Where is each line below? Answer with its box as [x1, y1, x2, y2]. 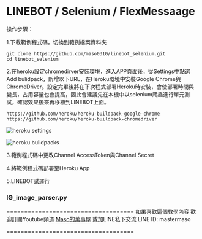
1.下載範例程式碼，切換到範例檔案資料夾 [6, 38, 107, 45]
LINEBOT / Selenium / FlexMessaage [6, 4, 195, 18]
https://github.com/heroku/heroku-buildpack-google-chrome [6, 111, 160, 117]
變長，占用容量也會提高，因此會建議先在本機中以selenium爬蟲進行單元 [6, 90, 185, 98]
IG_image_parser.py [6, 193, 67, 202]
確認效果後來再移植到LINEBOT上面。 [17, 98, 110, 106]
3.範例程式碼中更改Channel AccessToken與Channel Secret [6, 151, 154, 159]
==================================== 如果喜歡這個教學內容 [6, 208, 190, 216]
